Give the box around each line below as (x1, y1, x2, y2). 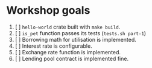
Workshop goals (6, 4, 90, 17)
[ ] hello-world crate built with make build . (14, 23, 121, 30)
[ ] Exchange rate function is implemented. (14, 48, 121, 55)
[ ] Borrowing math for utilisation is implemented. (14, 36, 137, 43)
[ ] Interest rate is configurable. (14, 42, 92, 50)
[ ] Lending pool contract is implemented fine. (14, 55, 128, 62)
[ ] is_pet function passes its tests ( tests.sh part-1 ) (14, 29, 147, 36)
